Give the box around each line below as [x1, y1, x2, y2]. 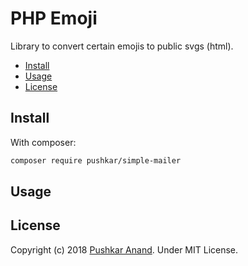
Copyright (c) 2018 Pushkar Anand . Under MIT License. [10, 243, 239, 256]
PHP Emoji [10, 7, 98, 30]
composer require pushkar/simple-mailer [10, 155, 182, 166]
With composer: [10, 136, 77, 148]
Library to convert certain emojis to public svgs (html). [10, 40, 234, 52]
